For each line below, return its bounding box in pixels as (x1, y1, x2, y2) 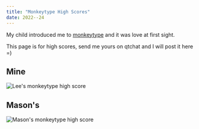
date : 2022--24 (6, 14, 45, 20)
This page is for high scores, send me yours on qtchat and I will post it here (6, 43, 194, 50)
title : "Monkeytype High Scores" (6, 8, 90, 15)
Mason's (6, 100, 40, 110)
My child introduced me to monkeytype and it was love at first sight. (6, 31, 175, 38)
